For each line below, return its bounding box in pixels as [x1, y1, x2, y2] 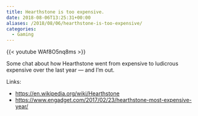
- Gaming [12, 32, 34, 38]
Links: [6, 78, 21, 86]
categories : [6, 26, 36, 32]
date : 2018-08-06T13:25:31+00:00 [6, 15, 91, 21]
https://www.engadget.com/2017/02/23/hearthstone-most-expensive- [15, 97, 193, 104]
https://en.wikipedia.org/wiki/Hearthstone [15, 90, 120, 97]
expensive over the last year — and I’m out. [6, 66, 115, 73]
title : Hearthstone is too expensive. [6, 9, 104, 15]
